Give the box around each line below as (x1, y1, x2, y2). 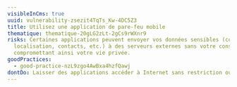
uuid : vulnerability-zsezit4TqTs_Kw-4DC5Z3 (7, 17, 138, 24)
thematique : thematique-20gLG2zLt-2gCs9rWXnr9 (7, 29, 147, 37)
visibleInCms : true (7, 10, 65, 18)
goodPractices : (7, 56, 52, 63)
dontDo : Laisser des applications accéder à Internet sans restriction (7, 69, 222, 76)
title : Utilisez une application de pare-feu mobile (7, 23, 166, 30)
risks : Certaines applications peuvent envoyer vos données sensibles (7, 36, 219, 43)
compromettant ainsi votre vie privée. (13, 50, 131, 57)
